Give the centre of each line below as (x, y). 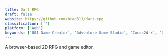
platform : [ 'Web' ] (24, 28)
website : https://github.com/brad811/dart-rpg (54, 19)
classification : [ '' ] (28, 24)
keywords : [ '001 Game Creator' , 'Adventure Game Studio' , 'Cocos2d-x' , (81, 33)
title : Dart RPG (22, 10)
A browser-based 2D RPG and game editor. (49, 47)
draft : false (19, 14)
